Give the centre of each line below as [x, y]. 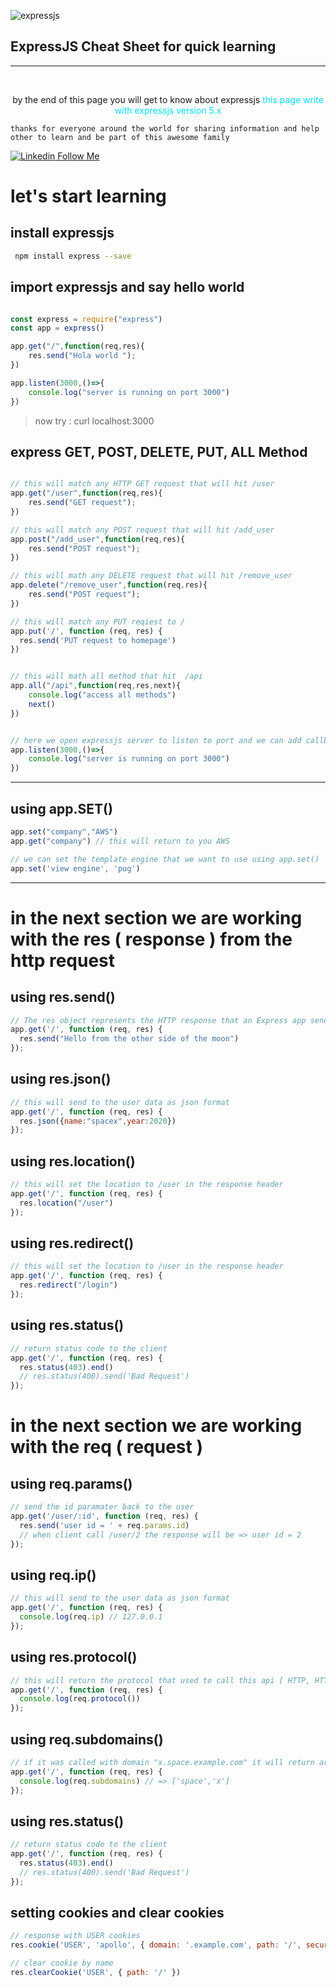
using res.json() [61, 1079]
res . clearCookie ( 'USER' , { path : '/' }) [96, 1973]
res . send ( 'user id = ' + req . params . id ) [104, 1525]
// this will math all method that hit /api [106, 676]
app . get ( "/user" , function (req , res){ [86, 493]
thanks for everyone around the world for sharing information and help [165, 128]
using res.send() [63, 997]
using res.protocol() [74, 1657]
